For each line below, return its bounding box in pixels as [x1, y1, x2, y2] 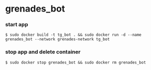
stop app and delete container [5, 48, 81, 55]
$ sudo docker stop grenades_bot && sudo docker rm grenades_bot [5, 60, 146, 65]
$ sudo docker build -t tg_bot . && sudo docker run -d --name [5, 32, 142, 38]
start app [5, 21, 28, 28]
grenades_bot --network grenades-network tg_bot [5, 37, 110, 42]
